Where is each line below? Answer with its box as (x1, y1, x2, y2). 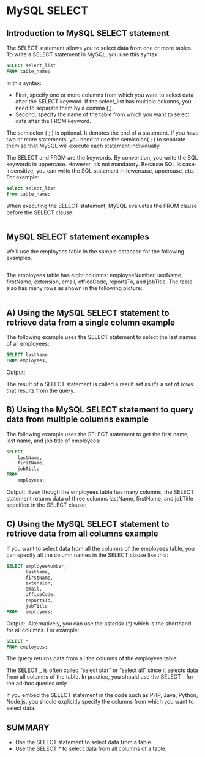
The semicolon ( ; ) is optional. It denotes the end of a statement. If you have (6, 129, 199, 136)
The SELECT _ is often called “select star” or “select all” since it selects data (6, 666, 198, 674)
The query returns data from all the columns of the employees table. (6, 655, 179, 662)
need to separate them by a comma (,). (15, 104, 114, 111)
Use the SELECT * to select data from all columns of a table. (15, 745, 167, 753)
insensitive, (6, 166, 35, 174)
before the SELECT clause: (6, 209, 75, 216)
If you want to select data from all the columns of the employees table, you (6, 545, 195, 552)
